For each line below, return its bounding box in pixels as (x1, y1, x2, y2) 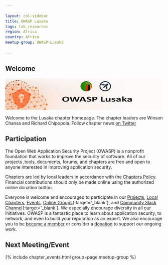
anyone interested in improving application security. (5, 164, 112, 170)
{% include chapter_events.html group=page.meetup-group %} (5, 254, 136, 260)
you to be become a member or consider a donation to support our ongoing (5, 221, 161, 227)
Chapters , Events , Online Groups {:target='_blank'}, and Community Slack (5, 199, 157, 205)
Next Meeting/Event (5, 241, 69, 249)
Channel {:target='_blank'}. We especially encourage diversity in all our (5, 205, 151, 211)
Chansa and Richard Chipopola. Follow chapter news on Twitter (5, 120, 136, 126)
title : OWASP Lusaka (5, 19, 49, 24)
